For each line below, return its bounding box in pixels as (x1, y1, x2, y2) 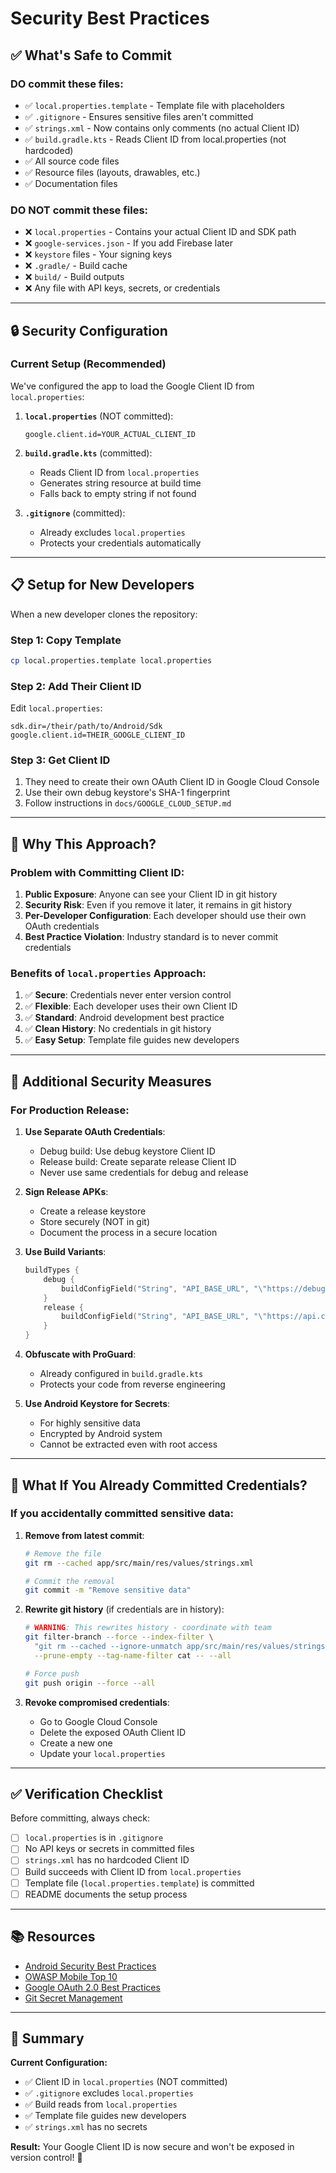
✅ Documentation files (24, 177, 118, 189)
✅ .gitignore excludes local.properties (24, 2087, 194, 2099)
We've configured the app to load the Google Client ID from (10, 380, 255, 392)
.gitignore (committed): (24, 507, 126, 519)
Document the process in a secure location (39, 1227, 218, 1239)
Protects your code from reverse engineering (39, 1378, 226, 1391)
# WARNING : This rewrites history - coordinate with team (24, 1623, 272, 1633)
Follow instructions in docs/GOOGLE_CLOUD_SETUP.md (24, 797, 232, 809)
